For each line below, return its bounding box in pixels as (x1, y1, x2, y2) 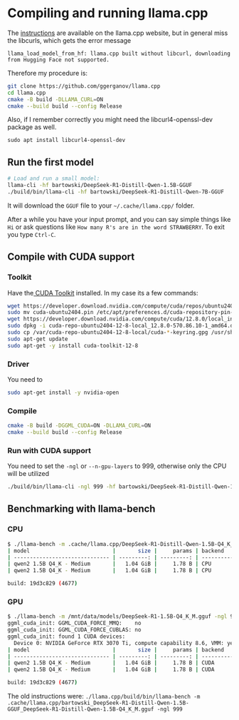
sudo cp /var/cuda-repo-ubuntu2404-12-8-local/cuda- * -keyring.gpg (7, 329, 208, 336)
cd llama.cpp (7, 89, 46, 96)
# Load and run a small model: (7, 175, 100, 183)
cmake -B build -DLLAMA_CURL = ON (7, 96, 103, 103)
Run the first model (7, 156, 94, 168)
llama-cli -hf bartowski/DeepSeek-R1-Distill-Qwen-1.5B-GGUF (7, 182, 193, 189)
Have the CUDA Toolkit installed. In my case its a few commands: (7, 288, 198, 297)
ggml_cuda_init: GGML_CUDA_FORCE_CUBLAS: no (7, 627, 142, 634)
